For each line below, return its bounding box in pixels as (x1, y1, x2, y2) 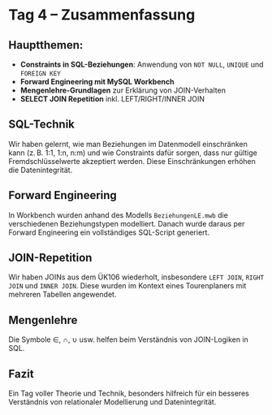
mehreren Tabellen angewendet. (8, 290, 117, 300)
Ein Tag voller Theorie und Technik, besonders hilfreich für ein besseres (8, 388, 249, 399)
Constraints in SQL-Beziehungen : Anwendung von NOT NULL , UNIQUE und (19, 59, 264, 69)
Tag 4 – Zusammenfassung (8, 6, 196, 24)
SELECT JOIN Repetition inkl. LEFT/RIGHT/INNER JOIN (19, 94, 205, 103)
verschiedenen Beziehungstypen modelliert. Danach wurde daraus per (8, 218, 245, 228)
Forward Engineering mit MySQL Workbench (19, 77, 175, 86)
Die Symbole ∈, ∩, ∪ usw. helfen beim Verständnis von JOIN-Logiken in (8, 335, 249, 344)
